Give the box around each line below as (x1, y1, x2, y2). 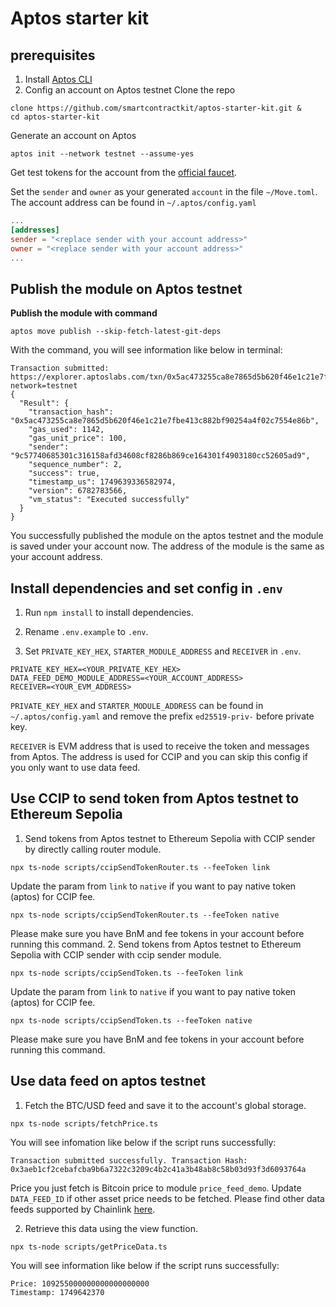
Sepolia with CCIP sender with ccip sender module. (10, 948, 222, 961)
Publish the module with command (10, 307, 158, 319)
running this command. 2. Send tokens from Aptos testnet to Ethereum (10, 938, 302, 950)
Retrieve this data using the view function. (24, 1222, 198, 1234)
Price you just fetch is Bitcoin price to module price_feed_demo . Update (10, 1182, 302, 1194)
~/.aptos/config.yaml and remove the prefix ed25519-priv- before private (10, 710, 315, 722)
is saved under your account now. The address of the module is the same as (10, 540, 325, 552)
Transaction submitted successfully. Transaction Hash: (10, 1155, 248, 1166)
